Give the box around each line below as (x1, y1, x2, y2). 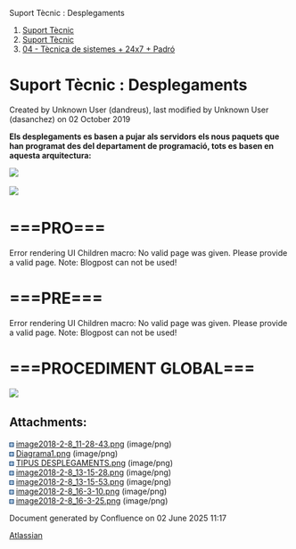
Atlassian (9, 529, 43, 540)
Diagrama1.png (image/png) (15, 447, 119, 458)
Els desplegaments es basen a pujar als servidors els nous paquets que (9, 131, 280, 142)
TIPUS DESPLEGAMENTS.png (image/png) (15, 457, 174, 468)
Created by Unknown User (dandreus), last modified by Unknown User (9, 104, 269, 115)
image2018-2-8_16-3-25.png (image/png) (15, 495, 169, 506)
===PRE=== (9, 289, 103, 308)
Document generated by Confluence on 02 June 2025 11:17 (9, 512, 227, 523)
